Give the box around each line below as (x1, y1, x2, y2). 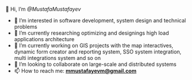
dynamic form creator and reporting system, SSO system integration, (14, 48, 182, 55)
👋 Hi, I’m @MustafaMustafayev (5, 6, 81, 12)
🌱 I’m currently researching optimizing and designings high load (14, 29, 169, 36)
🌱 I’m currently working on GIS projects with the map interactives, (14, 42, 174, 49)
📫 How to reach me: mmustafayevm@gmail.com (14, 68, 137, 74)
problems (14, 24, 38, 30)
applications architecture (14, 36, 75, 42)
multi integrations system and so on (14, 55, 101, 61)
